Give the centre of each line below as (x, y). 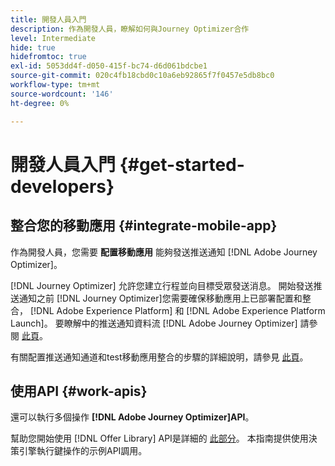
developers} (62, 186)
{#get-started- (182, 164)
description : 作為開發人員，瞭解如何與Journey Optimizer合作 (130, 29)
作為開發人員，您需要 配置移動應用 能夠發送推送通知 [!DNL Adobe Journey (164, 252)
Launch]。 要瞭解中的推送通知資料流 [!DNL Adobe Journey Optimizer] (154, 323)
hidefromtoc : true (48, 57)
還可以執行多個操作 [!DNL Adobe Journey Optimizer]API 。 (132, 417)
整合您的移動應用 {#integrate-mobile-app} (144, 226)
